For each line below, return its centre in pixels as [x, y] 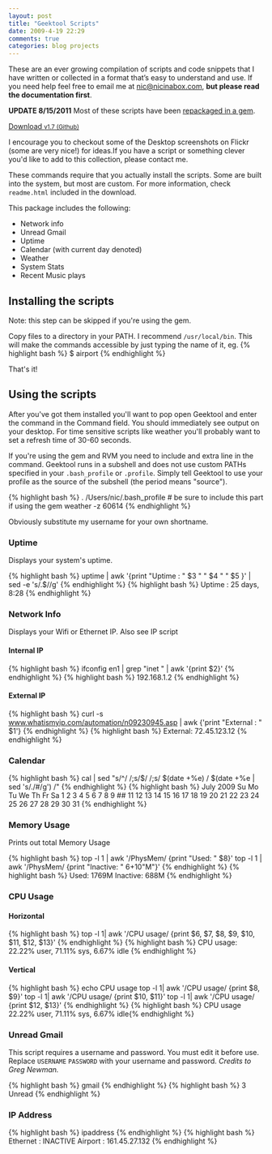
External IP [27, 696]
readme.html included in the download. [72, 192]
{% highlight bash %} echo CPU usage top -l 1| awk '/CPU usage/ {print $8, [134, 988]
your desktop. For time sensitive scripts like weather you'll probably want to [134, 431]
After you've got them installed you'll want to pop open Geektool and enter [133, 414]
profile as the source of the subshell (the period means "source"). [118, 481]
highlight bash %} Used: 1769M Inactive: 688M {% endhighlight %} [120, 876]
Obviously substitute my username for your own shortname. [108, 521]
